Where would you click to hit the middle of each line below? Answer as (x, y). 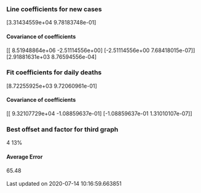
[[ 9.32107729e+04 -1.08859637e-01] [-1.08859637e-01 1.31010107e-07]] (99, 113)
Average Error (25, 157)
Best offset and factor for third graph (62, 129)
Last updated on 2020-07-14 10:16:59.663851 (64, 183)
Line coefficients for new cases (54, 9)
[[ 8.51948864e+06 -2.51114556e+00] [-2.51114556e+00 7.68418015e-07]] (101, 50)
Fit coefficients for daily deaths (54, 72)
